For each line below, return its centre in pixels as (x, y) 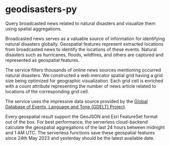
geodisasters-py (41, 9)
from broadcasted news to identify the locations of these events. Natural (81, 49)
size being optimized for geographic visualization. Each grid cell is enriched (84, 81)
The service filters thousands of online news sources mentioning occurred (83, 70)
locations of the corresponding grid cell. (47, 91)
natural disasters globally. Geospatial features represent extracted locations (84, 44)
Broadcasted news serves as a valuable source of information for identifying (85, 39)
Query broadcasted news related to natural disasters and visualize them (80, 23)
